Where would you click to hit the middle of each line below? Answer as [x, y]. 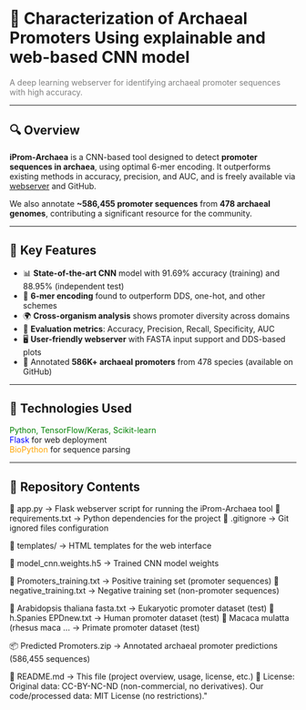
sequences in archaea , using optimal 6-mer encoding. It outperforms [140, 167]
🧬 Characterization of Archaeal [128, 19]
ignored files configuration [59, 528]
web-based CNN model [100, 57]
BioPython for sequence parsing [70, 450]
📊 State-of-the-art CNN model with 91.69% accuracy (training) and [151, 273]
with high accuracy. [46, 92]
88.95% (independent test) [73, 286]
